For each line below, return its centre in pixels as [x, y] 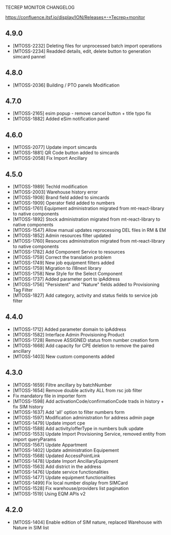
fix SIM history [28, 406]
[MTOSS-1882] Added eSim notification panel [61, 119]
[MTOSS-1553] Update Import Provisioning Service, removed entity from [89, 434]
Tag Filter [23, 290]
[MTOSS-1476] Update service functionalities [61, 472]
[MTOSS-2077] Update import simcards [55, 147]
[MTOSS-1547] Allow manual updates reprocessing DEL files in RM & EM [89, 230]
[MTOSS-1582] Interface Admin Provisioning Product [68, 334]
